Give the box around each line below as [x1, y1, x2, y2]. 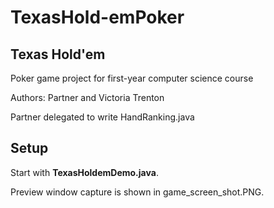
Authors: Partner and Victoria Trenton [10, 92, 165, 103]
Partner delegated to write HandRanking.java [10, 111, 195, 123]
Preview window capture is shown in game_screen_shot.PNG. [10, 186, 265, 198]
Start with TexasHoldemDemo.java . [10, 166, 159, 178]
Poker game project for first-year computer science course [10, 72, 254, 84]
